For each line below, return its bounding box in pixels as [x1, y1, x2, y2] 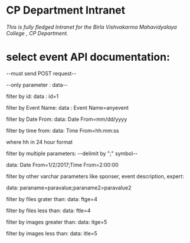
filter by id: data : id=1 [6, 93, 59, 100]
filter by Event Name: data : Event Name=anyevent [6, 104, 129, 111]
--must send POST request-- [6, 70, 77, 77]
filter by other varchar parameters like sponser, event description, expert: [6, 172, 184, 180]
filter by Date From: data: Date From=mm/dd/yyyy [6, 116, 127, 123]
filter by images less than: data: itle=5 [6, 229, 97, 237]
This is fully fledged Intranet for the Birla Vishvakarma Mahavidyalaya [6, 23, 177, 30]
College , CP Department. [6, 29, 68, 37]
